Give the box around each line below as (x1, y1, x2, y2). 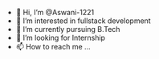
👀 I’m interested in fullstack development (15, 16, 151, 26)
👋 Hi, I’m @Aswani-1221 (15, 8, 95, 17)
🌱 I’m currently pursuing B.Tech (15, 25, 120, 33)
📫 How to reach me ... (15, 42, 91, 51)
